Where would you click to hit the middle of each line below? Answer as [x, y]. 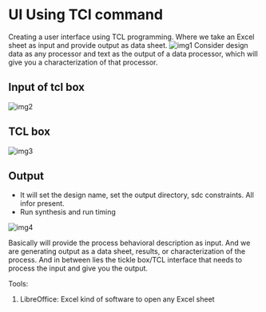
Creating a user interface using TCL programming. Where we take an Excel [131, 37]
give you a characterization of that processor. [83, 62]
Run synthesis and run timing [67, 212]
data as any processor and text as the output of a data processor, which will [133, 53]
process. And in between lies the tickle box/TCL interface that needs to [125, 260]
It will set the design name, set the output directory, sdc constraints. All [137, 195]
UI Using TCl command [86, 15]
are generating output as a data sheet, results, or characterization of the [127, 251]
